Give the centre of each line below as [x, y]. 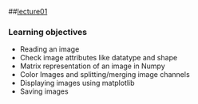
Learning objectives [48, 32]
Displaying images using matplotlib [77, 83]
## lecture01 [28, 12]
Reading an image [49, 49]
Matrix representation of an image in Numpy [92, 66]
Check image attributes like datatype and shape [99, 58]
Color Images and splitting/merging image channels [105, 75]
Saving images [44, 91]
